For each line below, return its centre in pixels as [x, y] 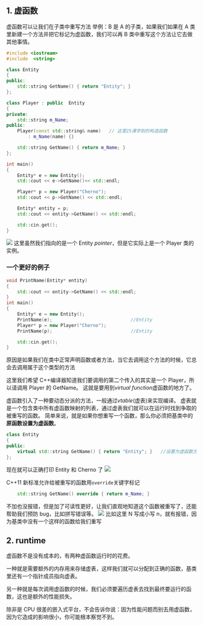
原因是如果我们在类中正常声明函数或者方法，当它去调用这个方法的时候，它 [99, 360]
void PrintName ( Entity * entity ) [47, 280]
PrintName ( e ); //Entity [85, 320]
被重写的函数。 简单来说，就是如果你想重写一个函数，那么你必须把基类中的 [100, 416]
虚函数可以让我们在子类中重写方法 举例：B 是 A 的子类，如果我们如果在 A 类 [101, 27]
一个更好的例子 [28, 268]
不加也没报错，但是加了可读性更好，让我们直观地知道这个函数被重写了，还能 [101, 506]
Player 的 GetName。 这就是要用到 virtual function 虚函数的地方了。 [112, 388]
